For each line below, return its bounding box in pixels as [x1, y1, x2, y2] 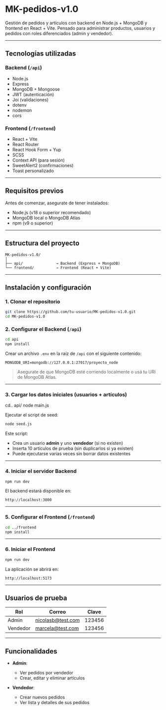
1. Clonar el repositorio [5, 298, 60, 305]
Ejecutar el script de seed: [5, 412, 58, 418]
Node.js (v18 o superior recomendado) [12, 209, 91, 215]
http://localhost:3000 [5, 497, 52, 503]
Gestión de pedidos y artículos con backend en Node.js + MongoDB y [5, 20, 147, 26]
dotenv [12, 102, 27, 108]
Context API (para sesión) [12, 157, 65, 163]
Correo [49, 608, 66, 615]
